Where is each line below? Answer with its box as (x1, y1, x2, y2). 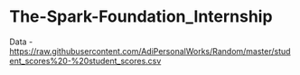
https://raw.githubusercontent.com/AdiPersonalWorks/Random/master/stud (9, 45, 291, 56)
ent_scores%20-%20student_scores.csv (9, 55, 162, 66)
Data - (9, 36, 33, 47)
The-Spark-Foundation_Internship (9, 6, 273, 27)
